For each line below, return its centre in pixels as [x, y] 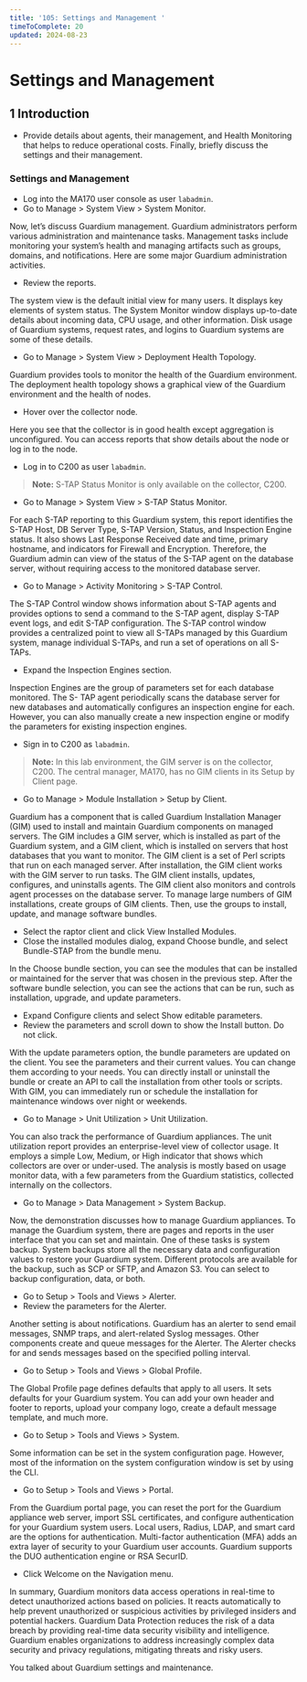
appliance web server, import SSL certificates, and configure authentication [152, 1517]
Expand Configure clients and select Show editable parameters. [143, 1015]
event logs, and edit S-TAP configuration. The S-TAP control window [138, 623]
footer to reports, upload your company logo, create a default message [143, 1407]
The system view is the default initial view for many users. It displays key [146, 300]
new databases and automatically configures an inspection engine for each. [152, 707]
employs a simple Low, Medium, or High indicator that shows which [136, 1156]
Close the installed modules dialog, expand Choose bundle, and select [155, 941]
